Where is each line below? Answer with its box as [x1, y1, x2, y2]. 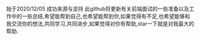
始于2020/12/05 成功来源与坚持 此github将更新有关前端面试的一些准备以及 [6, 5, 189, 12]
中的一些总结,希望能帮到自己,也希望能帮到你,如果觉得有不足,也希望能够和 [11, 13, 190, 20]
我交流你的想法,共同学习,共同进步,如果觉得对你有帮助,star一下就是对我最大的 [6, 20, 195, 27]
